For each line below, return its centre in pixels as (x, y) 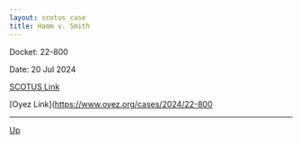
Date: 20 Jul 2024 (43, 69)
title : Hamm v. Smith (50, 26)
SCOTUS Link (35, 86)
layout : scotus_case (48, 18)
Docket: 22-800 (39, 51)
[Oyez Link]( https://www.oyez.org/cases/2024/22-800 (111, 103)
